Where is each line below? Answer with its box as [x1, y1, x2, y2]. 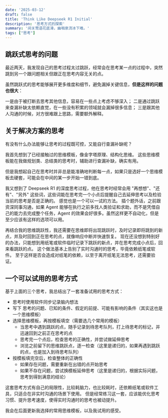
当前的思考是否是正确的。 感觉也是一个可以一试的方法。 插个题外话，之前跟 [5, 198, 161, 204]
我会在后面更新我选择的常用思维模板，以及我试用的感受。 [5, 408, 123, 414]
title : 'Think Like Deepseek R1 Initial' [5, 16, 93, 21]
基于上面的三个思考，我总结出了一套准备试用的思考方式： [5, 288, 123, 295]
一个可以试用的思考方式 [5, 274, 77, 283]
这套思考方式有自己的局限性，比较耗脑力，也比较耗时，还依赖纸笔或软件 [5, 385, 154, 391]
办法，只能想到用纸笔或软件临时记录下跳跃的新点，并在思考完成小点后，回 [9, 239, 163, 245]
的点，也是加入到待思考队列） [19, 349, 81, 355]
